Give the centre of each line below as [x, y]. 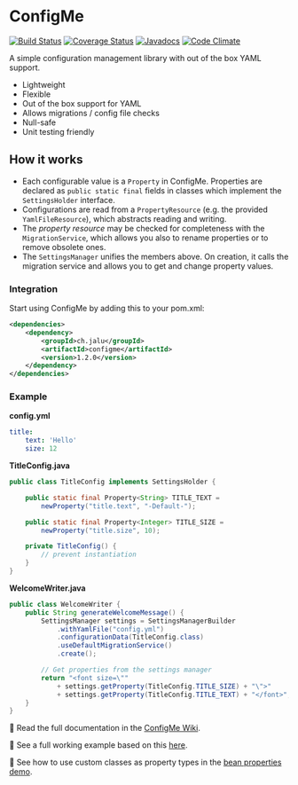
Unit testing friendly [58, 131]
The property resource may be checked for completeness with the [143, 228]
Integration [34, 288]
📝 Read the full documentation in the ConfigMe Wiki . [105, 728]
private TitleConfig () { [71, 546]
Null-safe [39, 122]
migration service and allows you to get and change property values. [148, 266]
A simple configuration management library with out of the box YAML [135, 58]
